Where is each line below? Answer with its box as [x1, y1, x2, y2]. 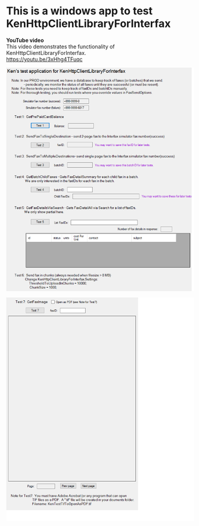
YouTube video [6, 36, 44, 44]
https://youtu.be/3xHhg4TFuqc [6, 56, 83, 63]
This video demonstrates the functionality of [6, 43, 115, 50]
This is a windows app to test [6, 4, 153, 18]
